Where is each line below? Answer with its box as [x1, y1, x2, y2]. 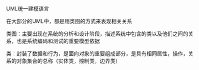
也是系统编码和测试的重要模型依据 [16, 38, 100, 44]
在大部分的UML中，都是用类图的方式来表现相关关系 [6, 18, 132, 25]
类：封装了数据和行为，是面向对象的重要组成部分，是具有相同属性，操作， [6, 50, 188, 57]
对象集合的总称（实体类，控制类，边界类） [16, 58, 121, 64]
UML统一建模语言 [6, 5, 49, 12]
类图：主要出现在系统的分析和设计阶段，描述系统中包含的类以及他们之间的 [6, 30, 188, 37]
